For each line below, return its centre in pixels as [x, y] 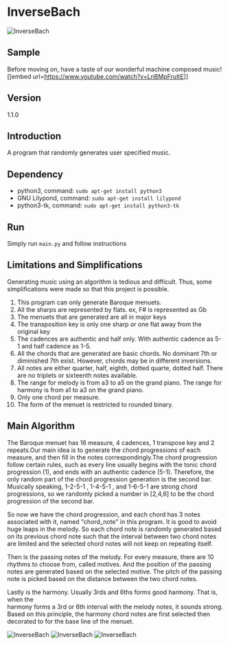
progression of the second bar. [51, 501]
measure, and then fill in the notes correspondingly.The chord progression [112, 457]
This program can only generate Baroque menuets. [89, 302]
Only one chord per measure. [59, 397]
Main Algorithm [41, 426]
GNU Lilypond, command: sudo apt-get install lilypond [99, 198]
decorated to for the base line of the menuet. [70, 621]
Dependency [35, 174]
